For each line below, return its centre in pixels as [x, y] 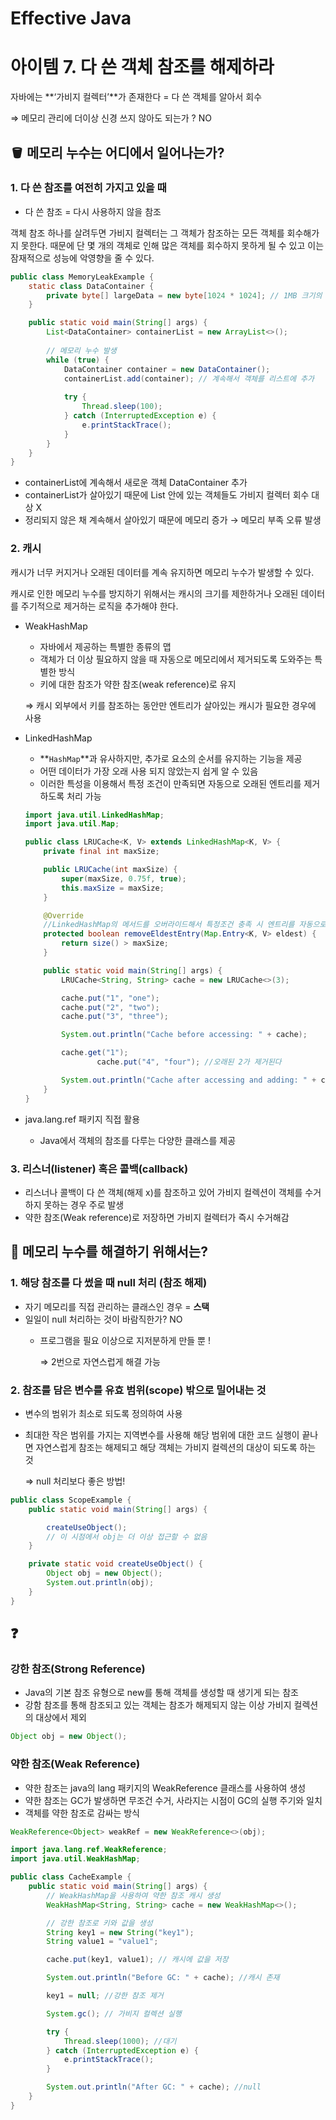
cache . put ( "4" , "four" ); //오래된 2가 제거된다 [189, 1062]
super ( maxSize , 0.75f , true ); [124, 878]
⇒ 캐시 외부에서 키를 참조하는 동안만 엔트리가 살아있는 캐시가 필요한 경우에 [170, 705]
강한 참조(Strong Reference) [78, 1669]
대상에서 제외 [61, 1718]
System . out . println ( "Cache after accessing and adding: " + [189, 1080]
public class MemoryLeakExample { [82, 277]
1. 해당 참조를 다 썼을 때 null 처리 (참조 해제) [109, 1283]
